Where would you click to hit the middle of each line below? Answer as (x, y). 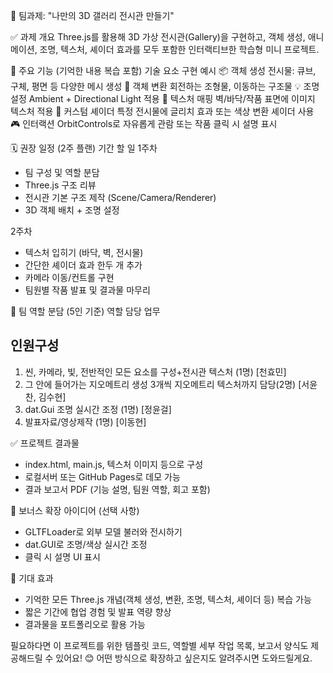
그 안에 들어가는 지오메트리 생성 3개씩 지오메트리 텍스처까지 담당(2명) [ (163, 384)
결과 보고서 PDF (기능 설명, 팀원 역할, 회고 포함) (117, 489)
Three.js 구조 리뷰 (60, 185)
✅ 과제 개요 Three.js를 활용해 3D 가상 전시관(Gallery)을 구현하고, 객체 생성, (158, 37)
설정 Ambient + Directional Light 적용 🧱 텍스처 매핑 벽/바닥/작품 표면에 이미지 (163, 98)
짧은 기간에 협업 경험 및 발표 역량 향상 (98, 611)
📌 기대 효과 (32, 578)
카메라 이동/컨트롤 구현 (69, 277)
